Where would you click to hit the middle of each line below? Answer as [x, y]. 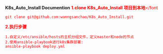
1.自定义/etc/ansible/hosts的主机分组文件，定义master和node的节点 [70, 37]
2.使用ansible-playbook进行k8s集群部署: [44, 42]
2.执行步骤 [16, 27]
